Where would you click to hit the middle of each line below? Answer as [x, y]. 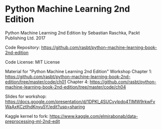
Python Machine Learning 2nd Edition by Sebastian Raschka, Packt [72, 33]
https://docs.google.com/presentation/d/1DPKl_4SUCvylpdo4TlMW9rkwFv [80, 101]
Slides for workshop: [26, 96]
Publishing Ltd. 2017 [25, 38]
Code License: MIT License [32, 62]
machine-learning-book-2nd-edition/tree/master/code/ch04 [65, 87]
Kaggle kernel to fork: [27, 116]
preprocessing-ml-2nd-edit [32, 121]
